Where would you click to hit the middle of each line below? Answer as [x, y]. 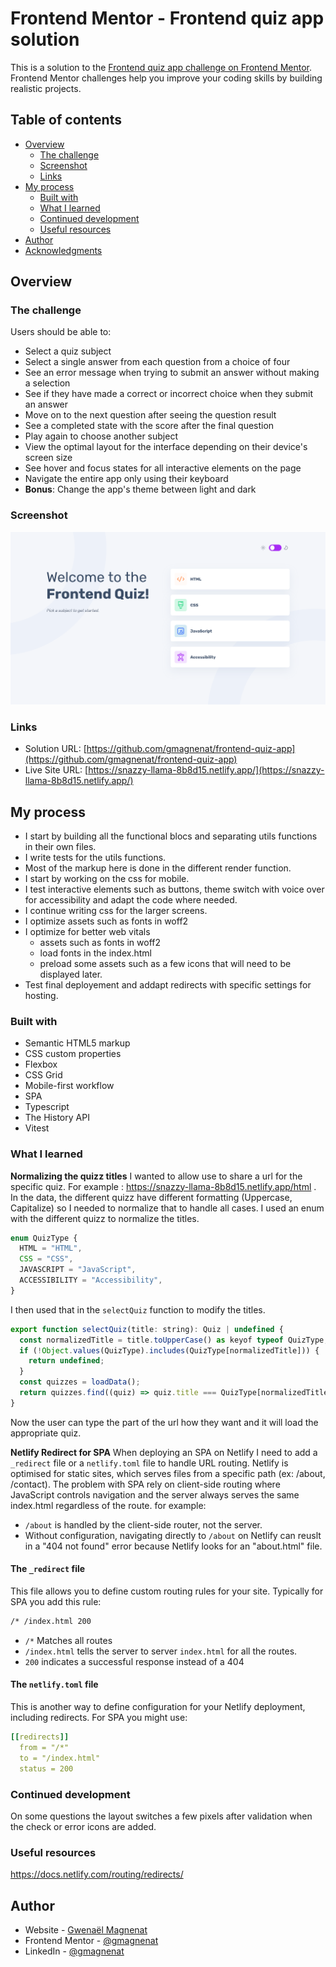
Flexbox [41, 1064]
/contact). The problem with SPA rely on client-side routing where [145, 1484]
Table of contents [66, 120]
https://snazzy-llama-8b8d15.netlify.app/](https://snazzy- [206, 770]
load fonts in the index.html [95, 953]
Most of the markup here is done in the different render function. [158, 868]
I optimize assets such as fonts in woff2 [106, 921]
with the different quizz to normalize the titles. [105, 1218]
